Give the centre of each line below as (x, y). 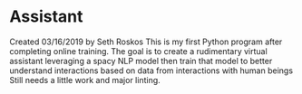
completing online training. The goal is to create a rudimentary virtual (138, 51)
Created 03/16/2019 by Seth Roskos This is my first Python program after (146, 42)
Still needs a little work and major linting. (85, 80)
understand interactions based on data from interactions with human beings (151, 70)
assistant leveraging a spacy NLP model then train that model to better (141, 61)
